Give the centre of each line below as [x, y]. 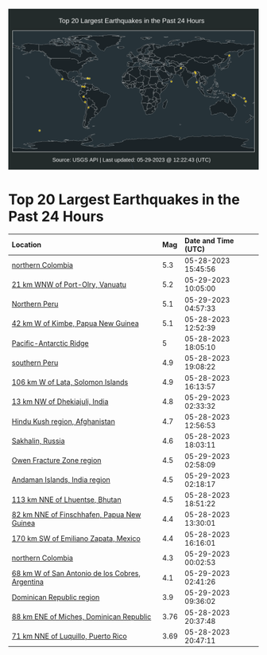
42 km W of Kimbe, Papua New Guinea [75, 324]
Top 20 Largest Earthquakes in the [124, 199]
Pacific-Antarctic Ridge [50, 343]
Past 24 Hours [56, 216]
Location [27, 245]
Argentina [27, 582]
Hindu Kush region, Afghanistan [63, 421]
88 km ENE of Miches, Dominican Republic [81, 617]
